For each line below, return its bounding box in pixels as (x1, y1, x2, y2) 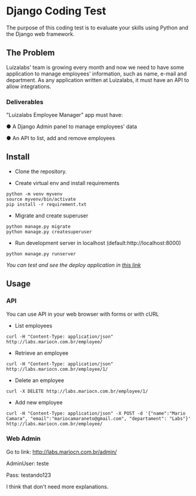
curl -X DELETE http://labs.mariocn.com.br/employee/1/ (6, 388, 148, 394)
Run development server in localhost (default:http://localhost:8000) (14, 239, 181, 246)
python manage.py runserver (6, 250, 76, 257)
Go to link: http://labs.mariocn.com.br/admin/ (6, 448, 117, 455)
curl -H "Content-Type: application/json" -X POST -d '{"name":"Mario (6, 410, 186, 416)
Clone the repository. (14, 168, 67, 175)
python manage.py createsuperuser (6, 229, 93, 235)
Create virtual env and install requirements (14, 179, 120, 186)
